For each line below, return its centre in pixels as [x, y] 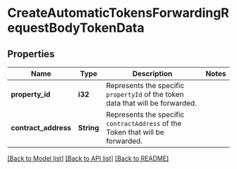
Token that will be [135, 132]
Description [152, 74]
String [89, 128]
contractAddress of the [144, 123]
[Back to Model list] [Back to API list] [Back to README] [88, 158]
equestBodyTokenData [76, 28]
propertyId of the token [145, 94]
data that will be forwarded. [151, 103]
